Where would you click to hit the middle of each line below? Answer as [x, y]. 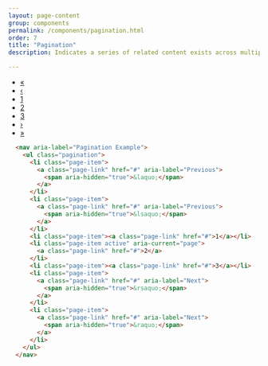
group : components [39, 23]
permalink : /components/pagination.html [77, 30]
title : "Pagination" [43, 45]
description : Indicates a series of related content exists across [123, 53]
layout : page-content [44, 16]
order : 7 [23, 38]
